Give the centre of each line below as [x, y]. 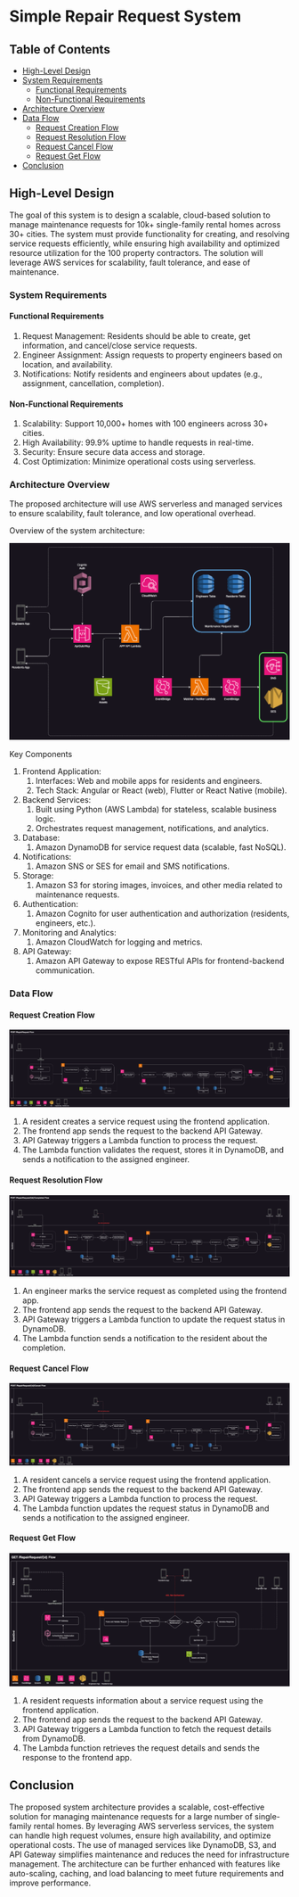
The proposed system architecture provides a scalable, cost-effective [137, 1807]
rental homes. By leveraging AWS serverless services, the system [154, 1826]
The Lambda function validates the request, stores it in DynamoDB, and [153, 1150]
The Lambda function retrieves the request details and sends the [141, 1748]
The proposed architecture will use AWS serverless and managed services [146, 504]
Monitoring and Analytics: [69, 933]
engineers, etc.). [65, 923]
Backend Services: [57, 800]
